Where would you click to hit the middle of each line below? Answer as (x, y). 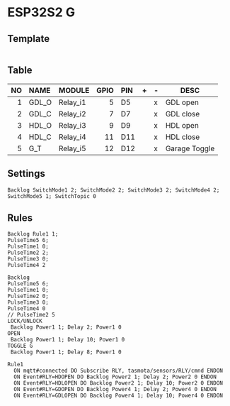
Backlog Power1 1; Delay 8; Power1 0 (66, 352)
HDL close (183, 137)
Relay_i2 (72, 114)
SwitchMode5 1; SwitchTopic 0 (52, 196)
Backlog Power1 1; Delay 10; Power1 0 (68, 340)
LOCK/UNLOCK (25, 321)
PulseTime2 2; (28, 253)
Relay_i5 (72, 148)
